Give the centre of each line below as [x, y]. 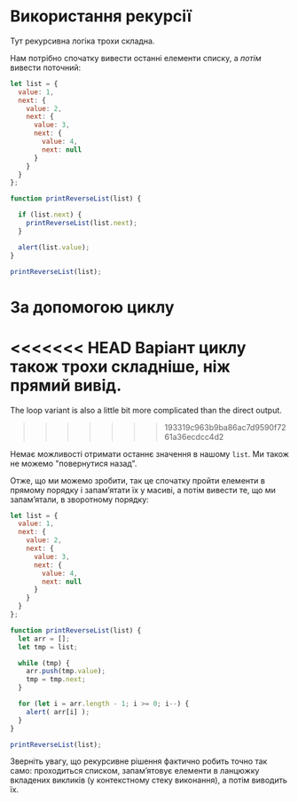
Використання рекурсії [101, 16]
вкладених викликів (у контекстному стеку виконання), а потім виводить [149, 780]
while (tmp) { [44, 663]
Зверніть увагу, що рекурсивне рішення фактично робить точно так [139, 761]
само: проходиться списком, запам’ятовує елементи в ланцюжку [135, 771]
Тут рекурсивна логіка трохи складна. [82, 41]
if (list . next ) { [50, 215]
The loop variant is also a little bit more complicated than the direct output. [146, 410]
